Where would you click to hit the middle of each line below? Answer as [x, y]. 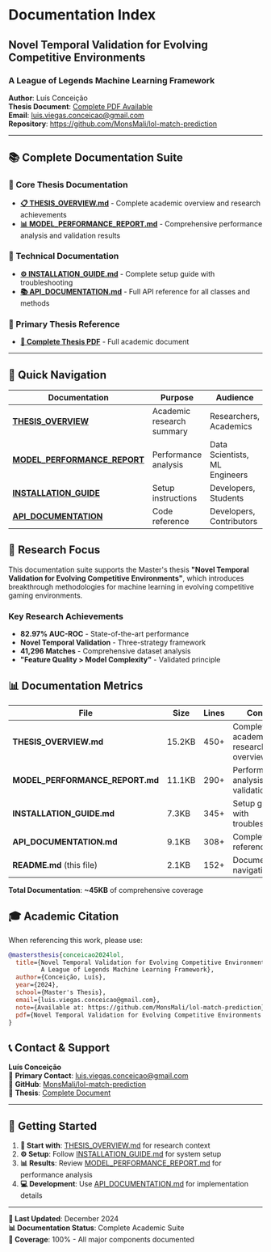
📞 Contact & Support [59, 1048]
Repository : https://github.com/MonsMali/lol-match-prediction [113, 124]
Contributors [233, 521]
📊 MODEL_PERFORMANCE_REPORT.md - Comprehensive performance [141, 223]
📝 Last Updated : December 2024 [64, 1219]
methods [35, 303]
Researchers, [235, 416]
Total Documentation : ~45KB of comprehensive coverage [106, 890]
